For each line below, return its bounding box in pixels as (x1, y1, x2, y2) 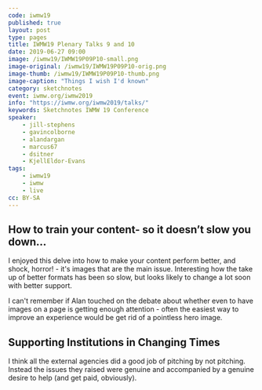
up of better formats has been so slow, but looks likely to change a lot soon (8, 272, 251, 282)
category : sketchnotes (8, 84, 82, 93)
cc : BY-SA (8, 194, 41, 202)
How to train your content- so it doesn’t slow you (8, 223, 251, 236)
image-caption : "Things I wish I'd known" (8, 77, 149, 85)
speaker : (8, 114, 37, 122)
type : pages (8, 33, 47, 42)
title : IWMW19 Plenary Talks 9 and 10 (8, 41, 135, 49)
